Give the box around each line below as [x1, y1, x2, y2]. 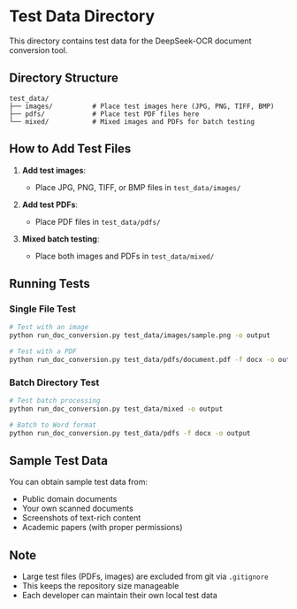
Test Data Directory [9, 6, 156, 27]
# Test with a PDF [9, 347, 77, 356]
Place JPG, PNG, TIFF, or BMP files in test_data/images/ [34, 181, 241, 192]
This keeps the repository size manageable [21, 581, 179, 591]
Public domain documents [21, 494, 118, 505]
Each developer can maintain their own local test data [21, 590, 218, 601]
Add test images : [21, 165, 87, 175]
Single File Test [9, 303, 77, 315]
